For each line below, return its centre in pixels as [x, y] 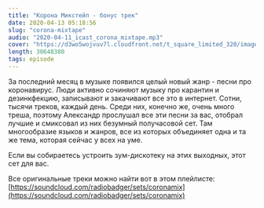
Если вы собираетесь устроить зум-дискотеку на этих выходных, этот [127, 155]
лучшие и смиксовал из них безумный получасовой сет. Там [110, 123]
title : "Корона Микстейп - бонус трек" [73, 15]
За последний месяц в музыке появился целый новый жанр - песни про [130, 81]
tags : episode [31, 60]
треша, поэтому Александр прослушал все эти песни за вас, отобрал [126, 115]
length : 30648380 [37, 52]
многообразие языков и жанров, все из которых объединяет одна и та [127, 131]
